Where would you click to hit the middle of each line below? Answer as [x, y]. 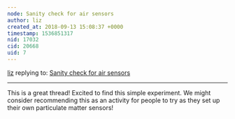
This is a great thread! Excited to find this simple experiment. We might [109, 92]
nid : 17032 [23, 40]
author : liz [24, 20]
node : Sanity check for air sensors [60, 14]
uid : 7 [17, 53]
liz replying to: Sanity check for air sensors [69, 72]
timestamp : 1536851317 [40, 33]
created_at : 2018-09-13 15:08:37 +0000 [65, 27]
